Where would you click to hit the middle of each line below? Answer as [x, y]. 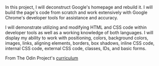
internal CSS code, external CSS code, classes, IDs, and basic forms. [76, 48]
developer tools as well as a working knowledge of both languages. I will [79, 33]
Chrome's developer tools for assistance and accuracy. [62, 18]
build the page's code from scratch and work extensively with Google [76, 12]
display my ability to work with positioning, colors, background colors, [77, 38]
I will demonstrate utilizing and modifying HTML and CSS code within [76, 27]
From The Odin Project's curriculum [42, 58]
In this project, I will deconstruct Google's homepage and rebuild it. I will [79, 7]
